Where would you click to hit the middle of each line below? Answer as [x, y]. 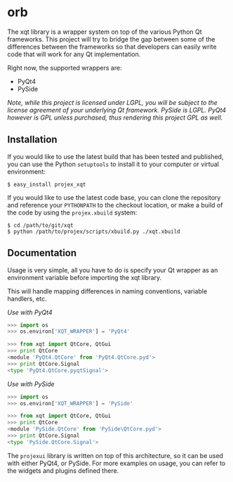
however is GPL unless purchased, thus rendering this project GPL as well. [115, 118]
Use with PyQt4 [30, 312]
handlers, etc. [27, 298]
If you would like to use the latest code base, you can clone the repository [114, 197]
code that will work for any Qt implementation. [74, 54]
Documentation [42, 253]
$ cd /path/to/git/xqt [40, 225]
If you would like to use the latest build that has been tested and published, [115, 156]
